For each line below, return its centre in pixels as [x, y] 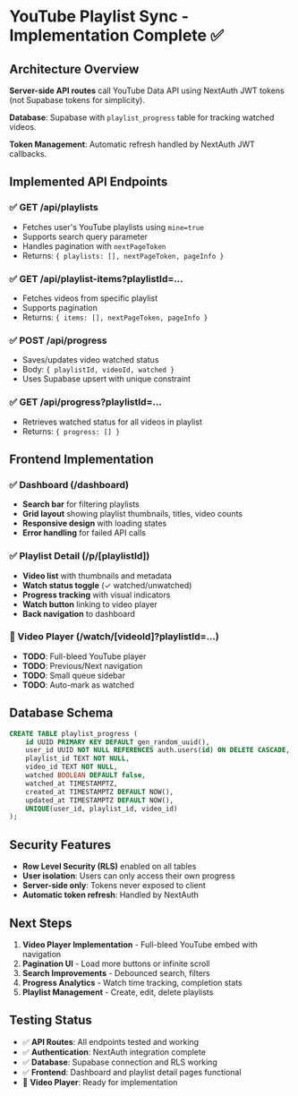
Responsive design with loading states [94, 523]
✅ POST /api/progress [58, 340]
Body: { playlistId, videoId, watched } [98, 370]
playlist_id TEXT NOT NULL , [77, 758]
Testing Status [51, 1020]
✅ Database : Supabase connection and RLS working [119, 1062]
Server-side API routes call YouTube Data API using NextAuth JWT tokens [147, 90]
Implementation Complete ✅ [117, 35]
